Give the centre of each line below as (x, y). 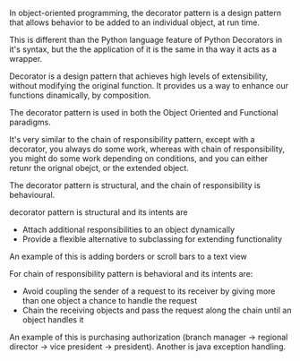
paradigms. (30, 122)
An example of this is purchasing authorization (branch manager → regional (149, 337)
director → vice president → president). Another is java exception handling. (148, 347)
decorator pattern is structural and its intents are (99, 212)
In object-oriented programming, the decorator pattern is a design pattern (146, 13)
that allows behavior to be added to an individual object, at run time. (134, 22)
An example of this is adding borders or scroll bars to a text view (129, 256)
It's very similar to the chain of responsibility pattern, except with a (132, 139)
